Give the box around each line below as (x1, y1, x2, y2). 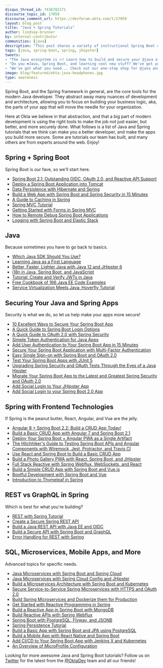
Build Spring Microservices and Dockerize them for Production (12, 596, 137, 602)
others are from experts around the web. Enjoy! (5, 139, 99, 145)
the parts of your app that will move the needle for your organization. (5, 104, 143, 110)
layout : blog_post (5, 20, 42, 26)
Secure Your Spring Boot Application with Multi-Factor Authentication (12, 347, 151, 353)
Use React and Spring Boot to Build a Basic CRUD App (12, 451, 121, 457)
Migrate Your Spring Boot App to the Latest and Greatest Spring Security (12, 373, 158, 379)
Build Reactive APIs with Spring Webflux (12, 612, 93, 618)
